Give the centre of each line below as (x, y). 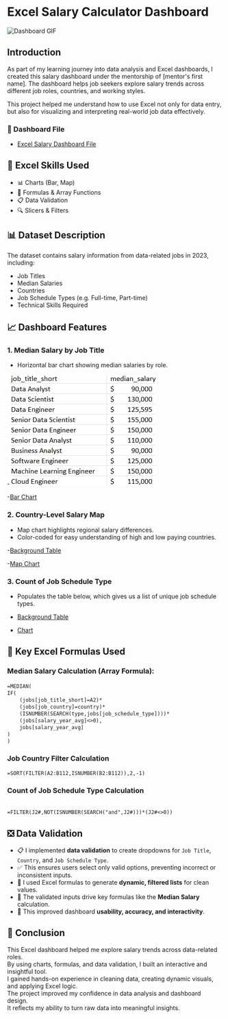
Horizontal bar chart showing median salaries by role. (92, 365)
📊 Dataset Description (56, 235)
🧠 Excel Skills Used (48, 165)
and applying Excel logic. (42, 986)
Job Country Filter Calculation (58, 758)
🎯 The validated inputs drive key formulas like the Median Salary (108, 897)
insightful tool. (27, 971)
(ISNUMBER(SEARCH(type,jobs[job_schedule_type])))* (94, 713)
